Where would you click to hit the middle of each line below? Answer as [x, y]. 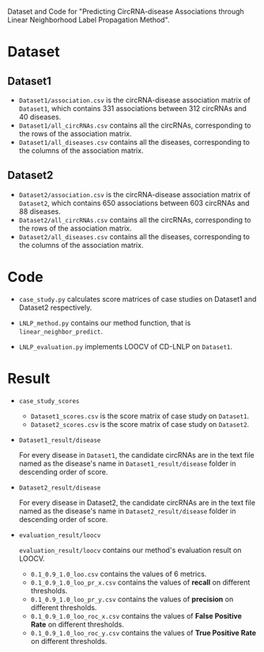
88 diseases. [40, 211]
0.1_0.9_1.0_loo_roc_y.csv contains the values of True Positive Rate [143, 632]
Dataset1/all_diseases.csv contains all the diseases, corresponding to [134, 142]
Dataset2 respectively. [55, 307]
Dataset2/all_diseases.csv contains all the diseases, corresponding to [134, 236]
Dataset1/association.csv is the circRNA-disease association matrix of [134, 100]
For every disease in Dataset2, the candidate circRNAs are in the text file [137, 502]
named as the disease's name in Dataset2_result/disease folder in [127, 511]
